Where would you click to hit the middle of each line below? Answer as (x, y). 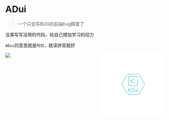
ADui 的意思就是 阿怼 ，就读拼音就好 (40, 45)
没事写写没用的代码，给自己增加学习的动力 (50, 34)
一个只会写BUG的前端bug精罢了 (51, 24)
